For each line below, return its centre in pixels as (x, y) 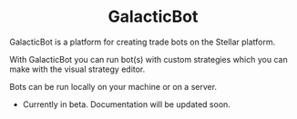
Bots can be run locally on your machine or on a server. (113, 86)
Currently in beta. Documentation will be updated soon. (126, 104)
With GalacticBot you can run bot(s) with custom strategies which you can (149, 59)
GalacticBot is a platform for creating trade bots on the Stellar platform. (143, 42)
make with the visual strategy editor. (77, 69)
